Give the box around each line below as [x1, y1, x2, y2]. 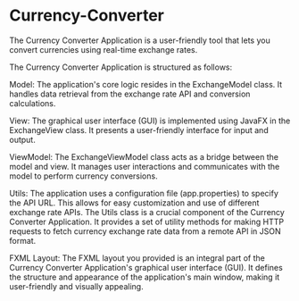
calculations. [9, 97, 56, 108]
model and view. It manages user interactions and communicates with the [9, 161, 280, 171]
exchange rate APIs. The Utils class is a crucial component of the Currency [9, 206, 286, 217]
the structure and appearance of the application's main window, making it [9, 272, 280, 282]
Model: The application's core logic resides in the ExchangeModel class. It [9, 79, 283, 89]
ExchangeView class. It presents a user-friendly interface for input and [9, 124, 270, 135]
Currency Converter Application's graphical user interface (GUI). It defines [9, 262, 283, 272]
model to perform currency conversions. [9, 171, 158, 181]
